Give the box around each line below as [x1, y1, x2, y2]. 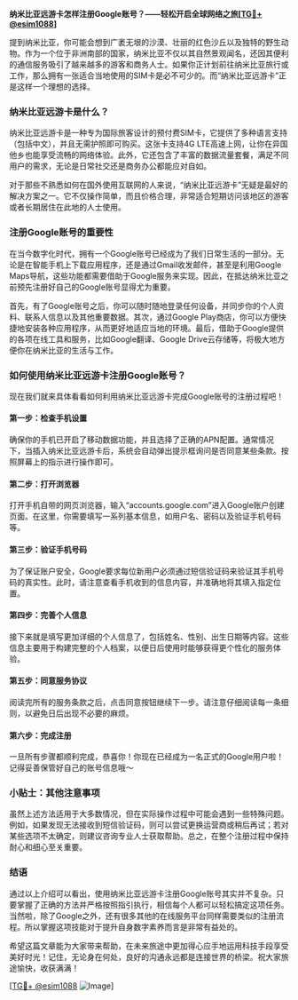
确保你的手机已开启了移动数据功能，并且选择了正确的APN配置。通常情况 [9, 434, 275, 445]
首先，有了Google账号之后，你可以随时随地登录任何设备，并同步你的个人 [9, 300, 277, 311]
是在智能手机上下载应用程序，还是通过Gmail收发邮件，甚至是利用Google [16, 259, 282, 270]
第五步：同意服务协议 [9, 675, 87, 687]
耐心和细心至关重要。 [9, 842, 87, 853]
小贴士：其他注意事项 [9, 787, 100, 799]
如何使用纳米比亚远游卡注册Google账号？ [9, 369, 186, 381]
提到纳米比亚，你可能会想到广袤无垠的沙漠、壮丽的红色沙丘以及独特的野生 [9, 37, 281, 47]
